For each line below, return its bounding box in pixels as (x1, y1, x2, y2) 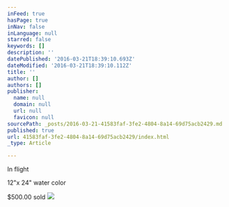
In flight (7, 165, 29, 174)
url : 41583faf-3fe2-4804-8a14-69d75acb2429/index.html (7, 133, 170, 140)
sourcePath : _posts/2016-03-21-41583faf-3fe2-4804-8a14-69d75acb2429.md (7, 120, 223, 128)
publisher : (7, 88, 39, 95)
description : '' (7, 49, 54, 56)
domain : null (13, 101, 52, 108)
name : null (13, 95, 45, 102)
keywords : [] (7, 43, 45, 49)
